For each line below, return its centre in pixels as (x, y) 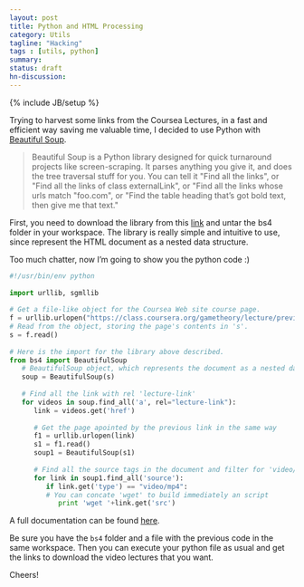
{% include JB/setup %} (54, 102)
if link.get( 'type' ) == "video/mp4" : (117, 486)
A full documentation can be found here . (85, 521)
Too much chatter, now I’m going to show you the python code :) (130, 259)
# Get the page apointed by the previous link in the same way (155, 428)
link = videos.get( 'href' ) (84, 410)
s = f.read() (34, 335)
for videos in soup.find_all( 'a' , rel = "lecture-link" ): (129, 402)
